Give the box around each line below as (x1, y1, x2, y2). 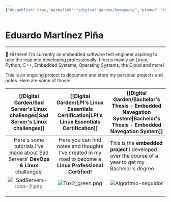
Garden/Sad (14, 99, 44, 106)
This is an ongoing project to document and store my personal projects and (5, 72, 163, 78)
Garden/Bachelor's (113, 95, 160, 103)
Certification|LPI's (57, 112, 103, 119)
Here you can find (59, 136, 102, 143)
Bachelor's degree (110, 165, 154, 172)
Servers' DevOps (8, 155, 50, 162)
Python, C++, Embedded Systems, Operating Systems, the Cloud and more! (5, 62, 164, 68)
